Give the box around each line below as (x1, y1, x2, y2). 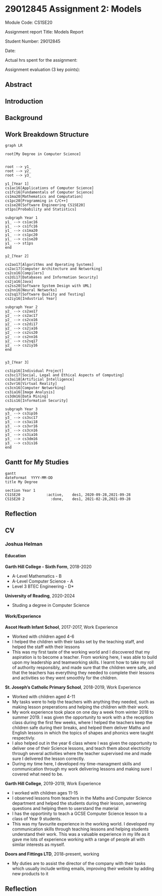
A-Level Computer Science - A (12, 578, 74, 584)
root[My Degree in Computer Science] (5, 152, 81, 156)
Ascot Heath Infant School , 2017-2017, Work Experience (5, 624, 118, 630)
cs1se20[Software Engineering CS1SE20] (5, 203, 86, 207)
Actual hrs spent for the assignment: (5, 57, 78, 63)
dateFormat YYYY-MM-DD (5, 475, 53, 480)
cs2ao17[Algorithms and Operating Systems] (5, 262, 94, 267)
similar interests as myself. (12, 842, 65, 847)
